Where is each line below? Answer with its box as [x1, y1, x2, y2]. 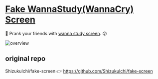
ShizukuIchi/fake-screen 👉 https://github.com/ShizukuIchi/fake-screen [5, 68, 153, 74]
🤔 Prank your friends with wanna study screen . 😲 [5, 30, 107, 36]
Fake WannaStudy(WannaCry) [5, 3, 134, 15]
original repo [5, 55, 46, 63]
